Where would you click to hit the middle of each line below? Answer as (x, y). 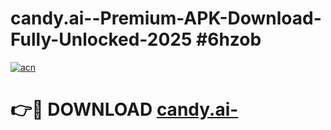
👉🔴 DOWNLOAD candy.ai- (124, 109)
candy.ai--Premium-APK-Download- (166, 18)
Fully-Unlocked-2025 (101, 39)
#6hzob (229, 39)
